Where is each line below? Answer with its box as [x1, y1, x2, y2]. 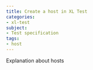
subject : [6, 24, 27, 31]
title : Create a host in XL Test [6, 8, 88, 15]
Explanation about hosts [6, 57, 64, 64]
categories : [6, 14, 35, 20]
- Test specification [6, 30, 59, 36]
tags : [6, 36, 19, 41]
